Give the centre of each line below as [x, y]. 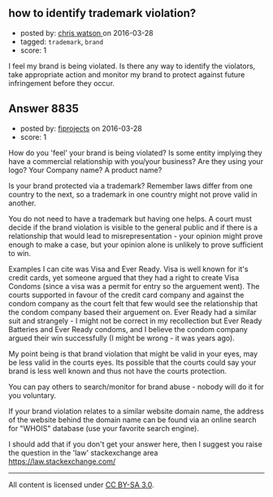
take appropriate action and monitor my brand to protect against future [127, 74]
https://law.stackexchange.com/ [62, 461]
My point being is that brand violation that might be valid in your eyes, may [133, 353]
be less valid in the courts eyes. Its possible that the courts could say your [132, 362]
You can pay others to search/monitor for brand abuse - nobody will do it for [136, 387]
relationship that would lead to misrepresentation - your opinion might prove [136, 236]
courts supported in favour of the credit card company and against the [126, 295]
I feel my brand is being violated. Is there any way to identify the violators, [132, 66]
